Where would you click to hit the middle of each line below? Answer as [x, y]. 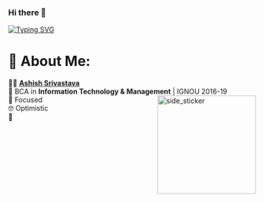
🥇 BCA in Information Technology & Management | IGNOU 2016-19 [118, 92]
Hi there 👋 [27, 13]
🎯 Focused [26, 100]
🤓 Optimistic [28, 108]
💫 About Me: [49, 61]
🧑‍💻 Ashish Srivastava [44, 83]
